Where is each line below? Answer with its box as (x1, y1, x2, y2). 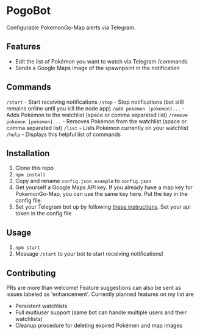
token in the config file (15, 210, 72, 217)
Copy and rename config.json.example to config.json (15, 178, 152, 185)
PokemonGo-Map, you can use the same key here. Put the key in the (15, 190, 188, 198)
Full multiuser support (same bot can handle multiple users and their (15, 309, 187, 316)
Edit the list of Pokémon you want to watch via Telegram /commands (15, 57, 188, 65)
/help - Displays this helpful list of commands (6, 131, 121, 138)
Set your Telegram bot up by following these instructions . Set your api (15, 203, 191, 211)
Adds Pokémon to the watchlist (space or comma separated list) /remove (6, 111, 188, 118)
